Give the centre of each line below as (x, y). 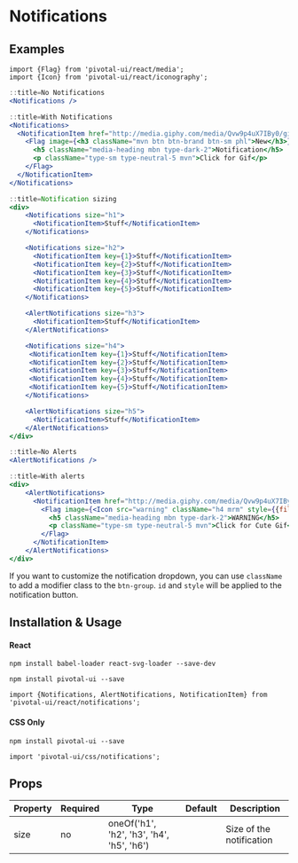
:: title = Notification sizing (63, 199)
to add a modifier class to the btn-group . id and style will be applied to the (145, 585)
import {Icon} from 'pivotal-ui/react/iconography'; (109, 77)
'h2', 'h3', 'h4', (139, 835)
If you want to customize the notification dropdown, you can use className (146, 576)
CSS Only (27, 722)
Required (80, 809)
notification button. (44, 594)
